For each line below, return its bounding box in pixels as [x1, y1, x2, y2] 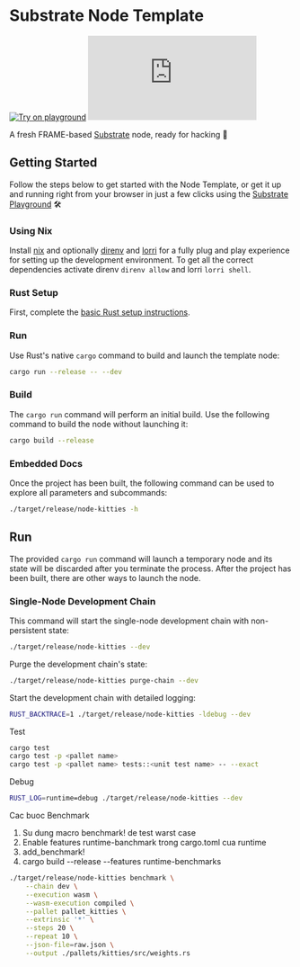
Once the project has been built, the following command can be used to [9, 478, 275, 488]
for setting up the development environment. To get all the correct [9, 255, 253, 265]
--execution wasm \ [25, 890, 99, 900]
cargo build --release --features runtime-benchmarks [22, 856, 222, 867]
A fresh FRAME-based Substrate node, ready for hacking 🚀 [9, 129, 228, 139]
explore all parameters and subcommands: [9, 487, 168, 497]
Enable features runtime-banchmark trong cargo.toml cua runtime [22, 837, 267, 848]
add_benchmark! [22, 846, 85, 857]
